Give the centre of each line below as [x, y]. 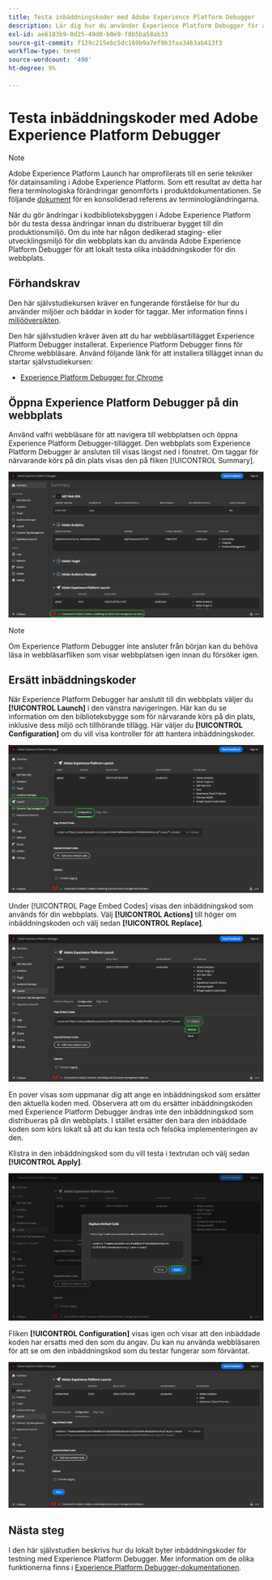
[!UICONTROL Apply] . [46, 1161]
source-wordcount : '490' [50, 60]
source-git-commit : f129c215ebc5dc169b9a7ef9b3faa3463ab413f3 [115, 43]
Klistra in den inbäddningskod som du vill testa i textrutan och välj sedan [129, 1153]
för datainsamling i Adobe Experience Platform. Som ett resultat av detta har [136, 181]
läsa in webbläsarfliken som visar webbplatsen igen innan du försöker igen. [134, 654]
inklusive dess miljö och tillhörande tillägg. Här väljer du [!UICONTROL [125, 726]
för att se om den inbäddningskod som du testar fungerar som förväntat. [129, 1350]
